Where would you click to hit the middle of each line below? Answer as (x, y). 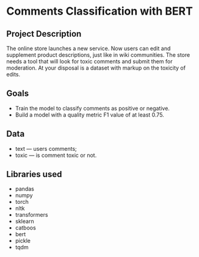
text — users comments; (46, 148)
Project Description (44, 34)
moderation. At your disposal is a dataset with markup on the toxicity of (96, 68)
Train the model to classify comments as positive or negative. (92, 108)
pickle (23, 241)
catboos (26, 228)
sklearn (25, 222)
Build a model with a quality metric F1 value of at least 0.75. (90, 115)
